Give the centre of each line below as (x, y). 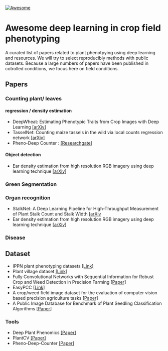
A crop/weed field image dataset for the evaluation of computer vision (85, 292)
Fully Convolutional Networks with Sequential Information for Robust (83, 277)
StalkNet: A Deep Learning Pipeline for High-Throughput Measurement (86, 208)
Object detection (23, 155)
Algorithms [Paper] (32, 308)
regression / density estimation (39, 110)
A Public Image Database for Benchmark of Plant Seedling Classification (87, 303)
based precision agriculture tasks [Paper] (55, 298)
